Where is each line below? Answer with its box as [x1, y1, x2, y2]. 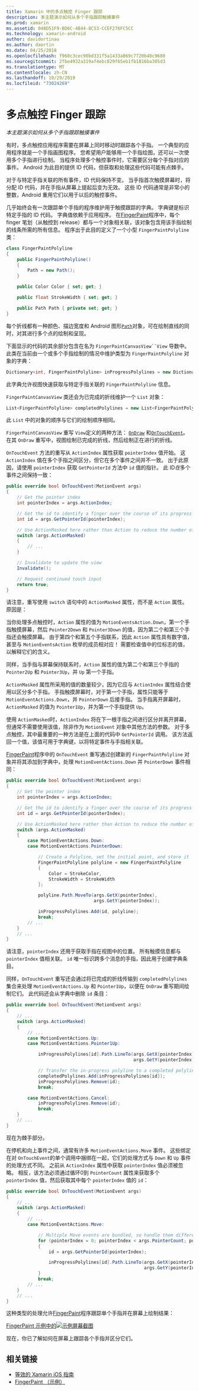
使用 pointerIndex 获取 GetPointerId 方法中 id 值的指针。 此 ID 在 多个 [21, 464, 191, 471]
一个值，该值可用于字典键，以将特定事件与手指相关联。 [11, 738, 146, 745]
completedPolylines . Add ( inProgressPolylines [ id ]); [37, 1073, 166, 1079]
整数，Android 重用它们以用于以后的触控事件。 [6, 191, 120, 198]
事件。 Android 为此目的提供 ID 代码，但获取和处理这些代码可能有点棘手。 [6, 163, 187, 171]
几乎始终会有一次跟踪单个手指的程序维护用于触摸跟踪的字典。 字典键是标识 [6, 203, 190, 211]
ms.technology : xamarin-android [6, 31, 86, 37]
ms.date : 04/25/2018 [6, 48, 57, 53]
